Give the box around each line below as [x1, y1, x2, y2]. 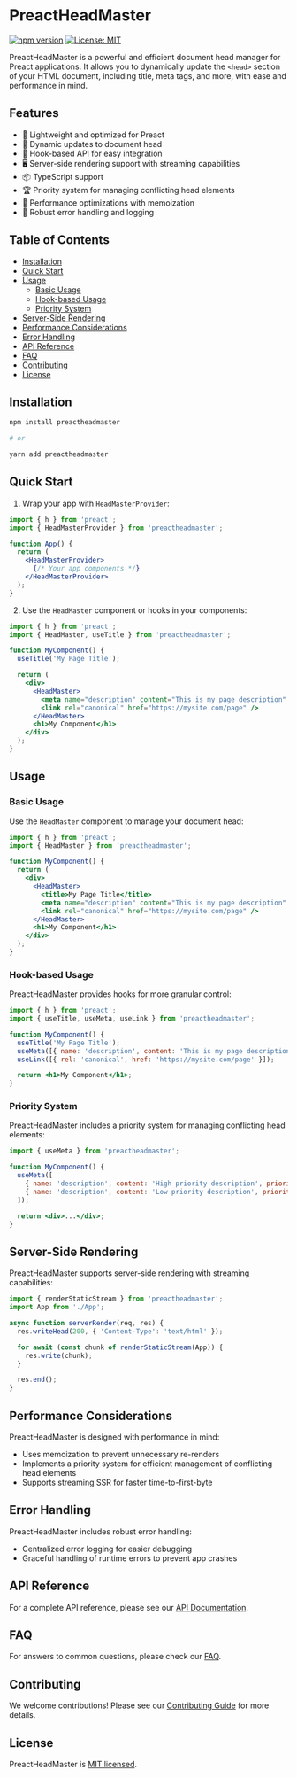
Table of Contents [9, 232, 110, 248]
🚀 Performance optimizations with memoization [21, 197, 195, 208]
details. [9, 1710, 36, 1720]
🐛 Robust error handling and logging [21, 206, 155, 217]
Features [9, 105, 59, 120]
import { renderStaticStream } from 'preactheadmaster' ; [9, 1294, 224, 1303]
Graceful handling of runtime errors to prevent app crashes [21, 1552, 238, 1564]
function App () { [9, 540, 73, 548]
